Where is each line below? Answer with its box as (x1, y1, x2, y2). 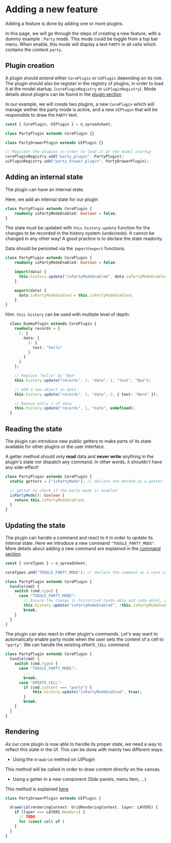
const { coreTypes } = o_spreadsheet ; (5, 561, 88, 566)
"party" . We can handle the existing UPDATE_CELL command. (5, 642, 131, 648)
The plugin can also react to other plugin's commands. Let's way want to (5, 631, 158, 637)
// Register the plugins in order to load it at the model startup (5, 149, 152, 154)
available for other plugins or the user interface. (5, 443, 105, 450)
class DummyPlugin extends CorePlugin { (10, 321, 97, 327)
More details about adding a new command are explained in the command (5, 545, 161, 551)
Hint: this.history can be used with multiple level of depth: (5, 311, 130, 318)
